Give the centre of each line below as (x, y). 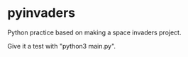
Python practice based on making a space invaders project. (94, 32)
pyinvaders (42, 13)
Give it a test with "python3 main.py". (61, 46)
